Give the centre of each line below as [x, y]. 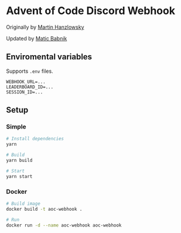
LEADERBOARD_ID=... [30, 87]
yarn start [19, 176]
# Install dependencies [35, 139]
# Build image [23, 204]
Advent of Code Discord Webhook [91, 11]
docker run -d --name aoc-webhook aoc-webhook [64, 225]
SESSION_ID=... [25, 92]
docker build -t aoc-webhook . [44, 209]
